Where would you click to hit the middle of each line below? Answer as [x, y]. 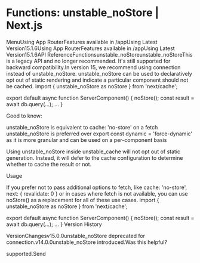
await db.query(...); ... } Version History [54, 224]
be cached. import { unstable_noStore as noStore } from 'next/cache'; [92, 86]
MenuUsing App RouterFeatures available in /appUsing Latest [82, 42]
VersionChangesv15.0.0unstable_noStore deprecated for [76, 236]
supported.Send [26, 253]
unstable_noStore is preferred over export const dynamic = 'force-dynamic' [99, 134]
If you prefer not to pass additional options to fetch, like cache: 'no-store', [97, 187]
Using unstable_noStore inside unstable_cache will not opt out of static [93, 151]
